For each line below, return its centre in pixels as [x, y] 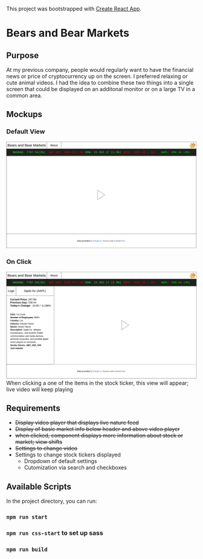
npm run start [27, 517]
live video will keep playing [40, 389]
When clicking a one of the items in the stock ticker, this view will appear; [98, 383]
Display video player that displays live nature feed [77, 423]
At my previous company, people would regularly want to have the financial [100, 70]
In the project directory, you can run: [52, 501]
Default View [26, 132]
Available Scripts [39, 486]
